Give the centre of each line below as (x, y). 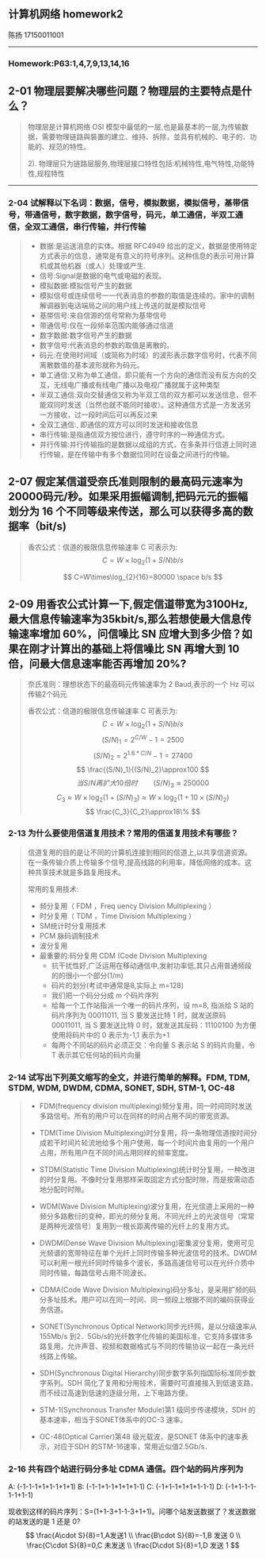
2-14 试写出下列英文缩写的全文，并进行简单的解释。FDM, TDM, (129, 1077)
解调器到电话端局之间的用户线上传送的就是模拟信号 (123, 305)
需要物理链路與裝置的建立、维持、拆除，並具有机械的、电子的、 (146, 137)
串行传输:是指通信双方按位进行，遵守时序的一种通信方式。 (134, 434)
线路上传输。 (60, 1356)
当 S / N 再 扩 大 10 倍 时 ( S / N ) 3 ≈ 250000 (143, 783)
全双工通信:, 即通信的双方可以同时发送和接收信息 (119, 424)
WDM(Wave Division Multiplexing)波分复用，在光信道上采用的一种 (147, 1206)
